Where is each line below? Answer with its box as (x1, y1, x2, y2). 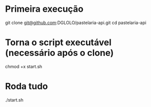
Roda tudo (5, 81, 48, 92)
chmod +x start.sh (5, 63, 42, 69)
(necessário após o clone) (5, 48, 114, 58)
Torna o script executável (5, 37, 112, 48)
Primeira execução (5, 3, 84, 15)
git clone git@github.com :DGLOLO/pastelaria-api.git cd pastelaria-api (5, 20, 147, 26)
